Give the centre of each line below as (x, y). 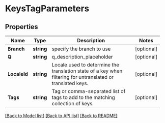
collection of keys (72, 104)
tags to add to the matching (83, 97)
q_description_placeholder (82, 57)
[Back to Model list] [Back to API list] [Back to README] (61, 116)
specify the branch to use (81, 49)
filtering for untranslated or (82, 77)
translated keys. (70, 83)
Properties (22, 27)
